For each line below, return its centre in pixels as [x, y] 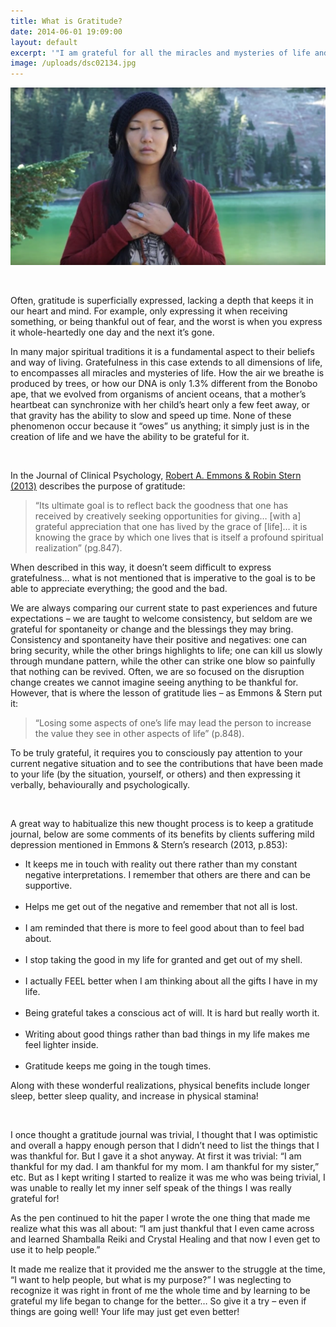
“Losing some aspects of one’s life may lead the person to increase [173, 723]
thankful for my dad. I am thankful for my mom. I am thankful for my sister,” [165, 1167]
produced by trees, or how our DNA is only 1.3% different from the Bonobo [164, 384]
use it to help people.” [55, 1250]
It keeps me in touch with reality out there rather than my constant [161, 864]
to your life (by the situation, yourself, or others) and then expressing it [155, 774]
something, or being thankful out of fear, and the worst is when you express [166, 322]
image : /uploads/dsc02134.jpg [73, 63]
